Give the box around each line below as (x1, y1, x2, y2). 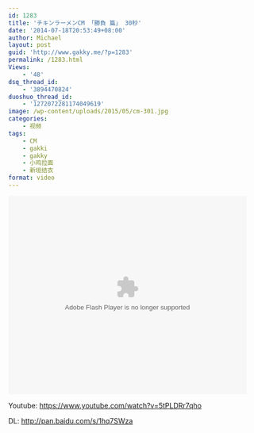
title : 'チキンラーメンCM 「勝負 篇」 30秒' (8, 19, 142, 27)
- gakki (22, 144, 48, 152)
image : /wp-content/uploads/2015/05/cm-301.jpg (8, 108, 169, 116)
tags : (8, 129, 26, 137)
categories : (8, 115, 48, 123)
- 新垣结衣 (22, 167, 54, 174)
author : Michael (8, 33, 62, 42)
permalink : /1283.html (8, 56, 83, 64)
